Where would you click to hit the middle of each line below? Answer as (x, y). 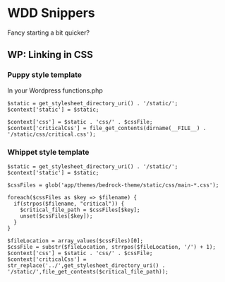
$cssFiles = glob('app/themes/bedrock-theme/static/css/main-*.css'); (113, 185)
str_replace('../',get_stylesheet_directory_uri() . (86, 265)
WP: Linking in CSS (50, 55)
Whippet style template (48, 152)
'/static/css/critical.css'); (52, 134)
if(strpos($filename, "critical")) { (69, 204)
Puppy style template (45, 75)
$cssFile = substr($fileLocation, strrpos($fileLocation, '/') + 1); (112, 247)
